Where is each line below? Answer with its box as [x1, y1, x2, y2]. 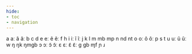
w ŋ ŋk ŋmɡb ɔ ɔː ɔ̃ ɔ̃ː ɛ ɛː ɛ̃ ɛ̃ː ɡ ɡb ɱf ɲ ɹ [6, 41, 105, 48]
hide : [6, 8, 19, 15]
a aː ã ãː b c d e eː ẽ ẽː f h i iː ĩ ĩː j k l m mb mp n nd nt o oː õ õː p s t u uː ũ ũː [6, 35, 187, 42]
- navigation [6, 19, 38, 25]
